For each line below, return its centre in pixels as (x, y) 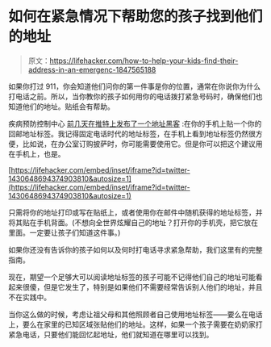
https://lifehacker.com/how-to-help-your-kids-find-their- (144, 61)
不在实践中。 (29, 297)
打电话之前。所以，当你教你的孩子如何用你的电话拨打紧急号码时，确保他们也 (135, 96)
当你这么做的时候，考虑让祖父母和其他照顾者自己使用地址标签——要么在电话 (135, 314)
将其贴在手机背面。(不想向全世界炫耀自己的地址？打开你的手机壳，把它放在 (133, 222)
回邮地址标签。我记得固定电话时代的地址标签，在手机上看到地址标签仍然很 (132, 133)
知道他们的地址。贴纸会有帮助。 (61, 107)
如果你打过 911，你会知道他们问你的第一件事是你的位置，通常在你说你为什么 (135, 86)
